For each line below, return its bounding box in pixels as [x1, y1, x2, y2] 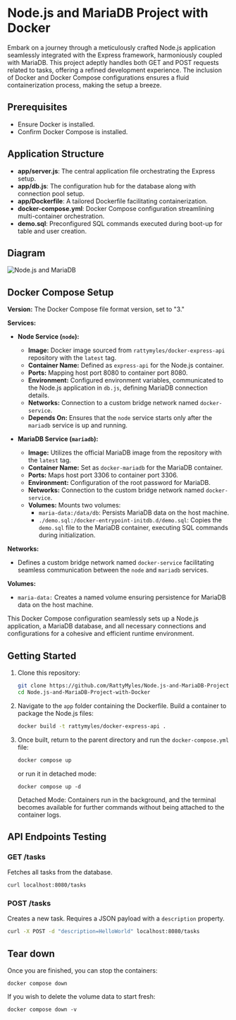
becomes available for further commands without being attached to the [17, 803, 225, 811]
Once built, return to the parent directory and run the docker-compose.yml [17, 736, 229, 744]
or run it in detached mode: [17, 769, 97, 778]
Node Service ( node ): [17, 332, 80, 341]
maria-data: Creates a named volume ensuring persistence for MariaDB [17, 593, 227, 601]
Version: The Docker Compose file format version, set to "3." [7, 305, 185, 313]
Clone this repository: [17, 668, 80, 677]
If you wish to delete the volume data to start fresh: [7, 992, 156, 1001]
